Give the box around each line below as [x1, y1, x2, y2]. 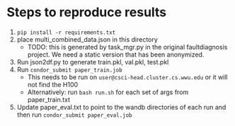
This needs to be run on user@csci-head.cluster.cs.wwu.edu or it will [27, 72, 228, 81]
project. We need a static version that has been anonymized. [27, 50, 205, 59]
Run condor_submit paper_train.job [16, 65, 122, 74]
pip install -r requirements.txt [16, 29, 116, 36]
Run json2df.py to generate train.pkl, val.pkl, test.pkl [16, 57, 169, 66]
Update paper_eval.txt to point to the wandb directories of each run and [16, 103, 227, 111]
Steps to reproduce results [6, 4, 167, 21]
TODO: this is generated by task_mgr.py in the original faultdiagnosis [27, 42, 228, 51]
